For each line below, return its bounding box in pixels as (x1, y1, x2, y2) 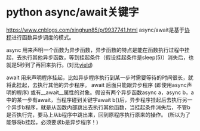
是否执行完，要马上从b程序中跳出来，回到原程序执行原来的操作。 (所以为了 (6, 111, 191, 118)
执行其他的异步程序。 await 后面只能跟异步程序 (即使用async (37, 81, 187, 88)
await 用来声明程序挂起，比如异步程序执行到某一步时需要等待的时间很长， (6, 74, 189, 81)
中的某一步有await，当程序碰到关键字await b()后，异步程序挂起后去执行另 (6, 96, 188, 103)
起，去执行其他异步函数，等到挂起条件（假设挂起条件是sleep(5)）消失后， (6, 54, 189, 61)
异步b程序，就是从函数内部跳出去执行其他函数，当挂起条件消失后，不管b (11, 104, 191, 111)
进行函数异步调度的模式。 (11, 33, 75, 40)
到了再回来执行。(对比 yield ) (24, 61, 93, 68)
